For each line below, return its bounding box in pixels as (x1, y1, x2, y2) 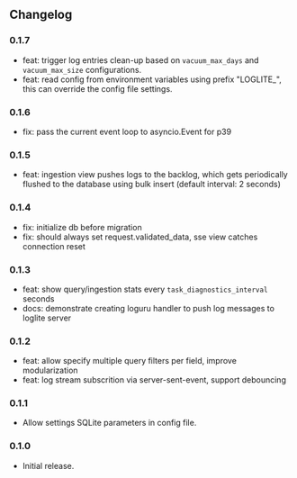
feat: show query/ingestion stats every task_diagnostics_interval (22, 284, 268, 294)
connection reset (22, 240, 85, 251)
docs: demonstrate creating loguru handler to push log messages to (22, 302, 274, 313)
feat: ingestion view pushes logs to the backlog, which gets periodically (22, 169, 288, 180)
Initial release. (22, 460, 75, 471)
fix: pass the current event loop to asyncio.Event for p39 (22, 126, 232, 137)
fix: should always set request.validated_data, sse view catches (22, 231, 258, 242)
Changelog (9, 7, 73, 23)
